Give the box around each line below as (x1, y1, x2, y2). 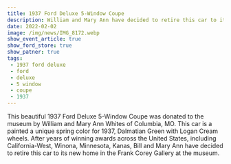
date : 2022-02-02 (7, 23, 57, 30)
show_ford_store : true (7, 42, 72, 49)
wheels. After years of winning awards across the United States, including (7, 134, 217, 142)
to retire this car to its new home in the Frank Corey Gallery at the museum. (7, 149, 220, 157)
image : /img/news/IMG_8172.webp (7, 29, 100, 37)
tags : (7, 55, 23, 62)
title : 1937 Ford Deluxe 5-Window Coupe (7, 10, 125, 17)
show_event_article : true (7, 36, 81, 43)
